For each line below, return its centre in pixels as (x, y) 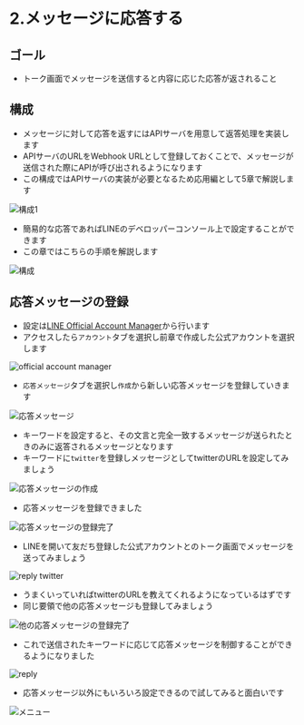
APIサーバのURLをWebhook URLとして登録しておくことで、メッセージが (158, 156)
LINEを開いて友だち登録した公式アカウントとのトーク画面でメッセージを (158, 546)
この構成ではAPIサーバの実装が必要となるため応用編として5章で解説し (154, 179)
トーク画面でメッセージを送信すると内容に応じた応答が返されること (150, 78)
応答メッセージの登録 (69, 302)
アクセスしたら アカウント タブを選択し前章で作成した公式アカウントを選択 (158, 337)
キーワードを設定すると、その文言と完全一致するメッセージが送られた (153, 435)
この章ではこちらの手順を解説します (90, 251)
